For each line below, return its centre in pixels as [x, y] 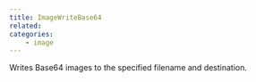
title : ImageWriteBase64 [55, 17]
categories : [31, 34]
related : [26, 26]
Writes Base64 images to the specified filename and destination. [128, 68]
